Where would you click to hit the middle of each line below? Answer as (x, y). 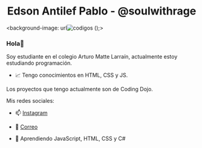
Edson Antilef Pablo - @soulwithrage (102, 11)
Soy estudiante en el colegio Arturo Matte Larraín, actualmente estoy (92, 57)
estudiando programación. (39, 63)
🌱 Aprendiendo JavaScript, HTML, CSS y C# (70, 139)
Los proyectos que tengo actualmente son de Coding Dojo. (80, 89)
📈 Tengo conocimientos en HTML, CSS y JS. (71, 75)
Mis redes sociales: (30, 101)
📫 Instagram (31, 113)
